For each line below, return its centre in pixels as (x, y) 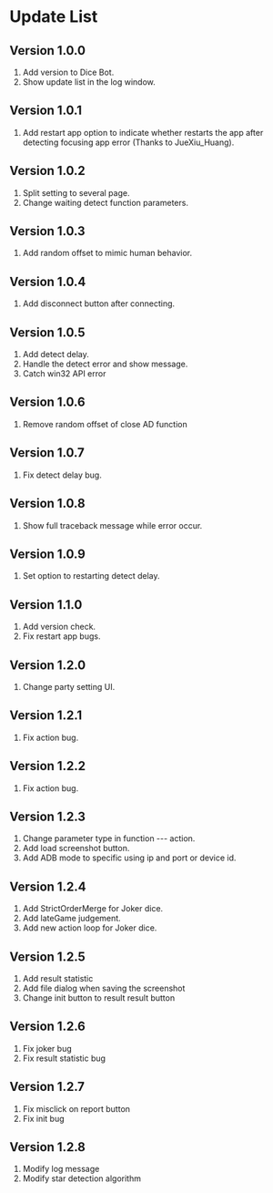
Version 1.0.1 (46, 111)
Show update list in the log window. (89, 82)
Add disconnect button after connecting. (99, 303)
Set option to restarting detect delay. (91, 576)
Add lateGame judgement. (71, 919)
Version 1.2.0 (48, 665)
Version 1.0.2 (48, 171)
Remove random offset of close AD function (105, 424)
